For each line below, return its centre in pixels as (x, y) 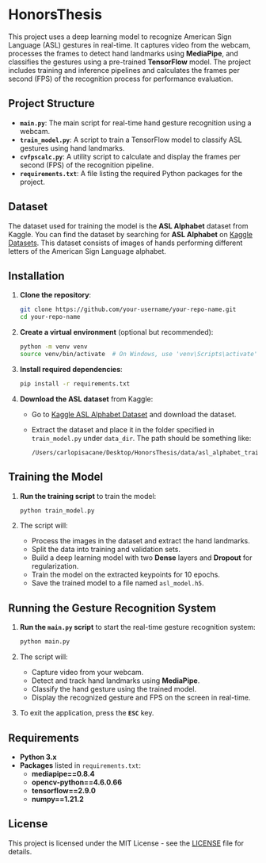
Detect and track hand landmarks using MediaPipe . (116, 681)
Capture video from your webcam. (87, 673)
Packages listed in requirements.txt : (80, 765)
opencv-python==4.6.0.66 (77, 782)
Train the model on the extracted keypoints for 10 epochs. (125, 575)
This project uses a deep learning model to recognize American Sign (120, 36)
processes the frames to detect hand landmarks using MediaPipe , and (123, 53)
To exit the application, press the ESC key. (87, 713)
